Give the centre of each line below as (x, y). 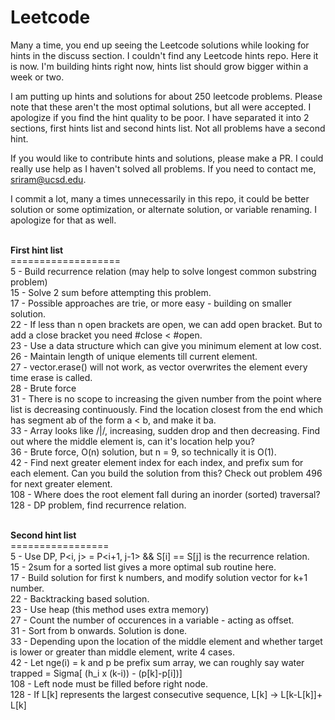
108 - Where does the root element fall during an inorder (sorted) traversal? (165, 494)
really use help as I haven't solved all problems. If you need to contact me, (163, 168)
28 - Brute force (43, 388)
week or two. (37, 77)
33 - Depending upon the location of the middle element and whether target (166, 641)
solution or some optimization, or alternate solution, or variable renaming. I (164, 209)
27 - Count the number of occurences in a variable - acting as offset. (152, 620)
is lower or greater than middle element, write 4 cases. (122, 652)
